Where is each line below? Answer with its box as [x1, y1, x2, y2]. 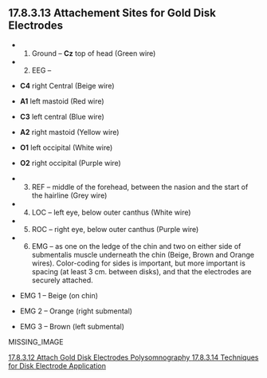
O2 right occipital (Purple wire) [19, 158, 121, 167]
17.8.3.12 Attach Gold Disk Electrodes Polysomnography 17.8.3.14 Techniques [8, 352, 259, 362]
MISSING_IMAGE [8, 337, 64, 346]
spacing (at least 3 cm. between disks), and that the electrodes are [31, 266, 252, 276]
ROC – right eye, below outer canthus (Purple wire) [31, 224, 199, 234]
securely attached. [31, 275, 93, 285]
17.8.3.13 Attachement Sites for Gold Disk [8, 6, 217, 20]
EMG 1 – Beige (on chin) [19, 290, 98, 300]
